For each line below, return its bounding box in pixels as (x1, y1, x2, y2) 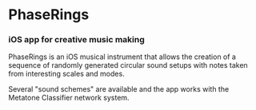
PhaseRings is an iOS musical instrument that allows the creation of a (8, 52, 236, 61)
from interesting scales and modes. (8, 69, 126, 79)
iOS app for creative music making (8, 34, 146, 45)
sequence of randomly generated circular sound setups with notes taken (8, 61, 248, 70)
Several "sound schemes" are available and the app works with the (8, 84, 230, 94)
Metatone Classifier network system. (8, 93, 130, 103)
